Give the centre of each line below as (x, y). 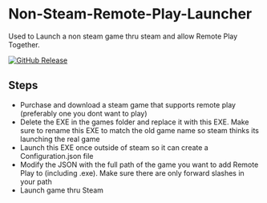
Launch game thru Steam (62, 190)
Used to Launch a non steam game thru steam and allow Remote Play (123, 36)
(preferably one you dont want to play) (83, 113)
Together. (24, 44)
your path (36, 181)
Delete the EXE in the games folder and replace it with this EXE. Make (134, 122)
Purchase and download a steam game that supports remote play (128, 104)
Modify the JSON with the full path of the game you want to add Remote (139, 164)
